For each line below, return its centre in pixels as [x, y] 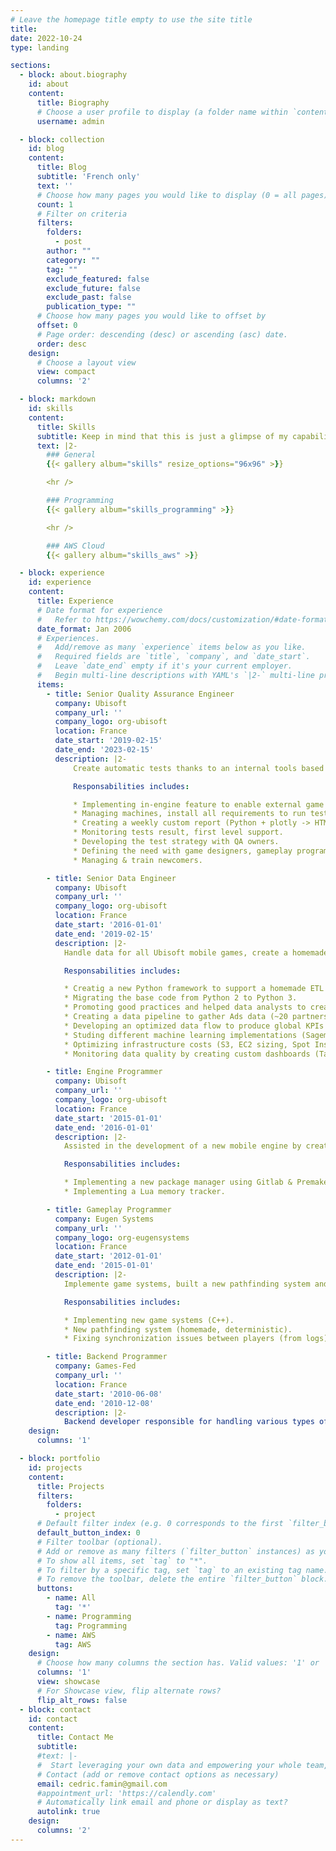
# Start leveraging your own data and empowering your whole [169, 1765]
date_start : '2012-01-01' [108, 1256]
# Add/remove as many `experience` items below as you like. [171, 647]
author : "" [69, 251]
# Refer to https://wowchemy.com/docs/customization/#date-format [182, 619]
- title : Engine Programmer [104, 1072]
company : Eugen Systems [104, 1219]
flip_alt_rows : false [82, 1700]
